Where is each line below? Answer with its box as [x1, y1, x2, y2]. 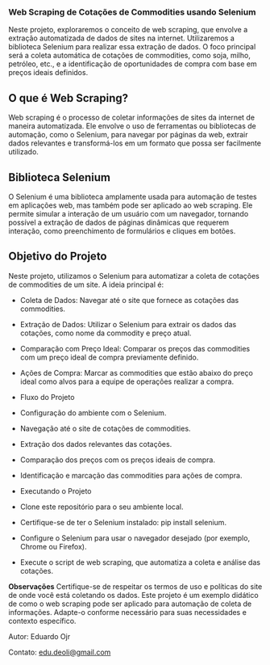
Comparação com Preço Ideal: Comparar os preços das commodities [19, 343, 251, 353]
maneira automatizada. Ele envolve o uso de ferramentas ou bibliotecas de [8, 121, 256, 131]
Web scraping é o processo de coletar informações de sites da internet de [8, 112, 255, 123]
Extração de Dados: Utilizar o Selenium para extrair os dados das [19, 319, 237, 329]
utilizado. [8, 147, 39, 157]
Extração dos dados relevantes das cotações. [19, 439, 172, 448]
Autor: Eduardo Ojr [8, 631, 71, 641]
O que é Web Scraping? [8, 91, 129, 105]
